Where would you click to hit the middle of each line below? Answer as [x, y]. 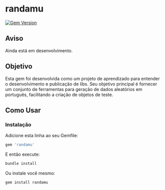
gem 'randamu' [20, 145]
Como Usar [23, 110]
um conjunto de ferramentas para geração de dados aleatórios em [74, 89]
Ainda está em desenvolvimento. [39, 50]
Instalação [18, 125]
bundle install [21, 164]
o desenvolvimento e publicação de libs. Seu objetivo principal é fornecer [81, 84]
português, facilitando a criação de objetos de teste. [59, 94]
